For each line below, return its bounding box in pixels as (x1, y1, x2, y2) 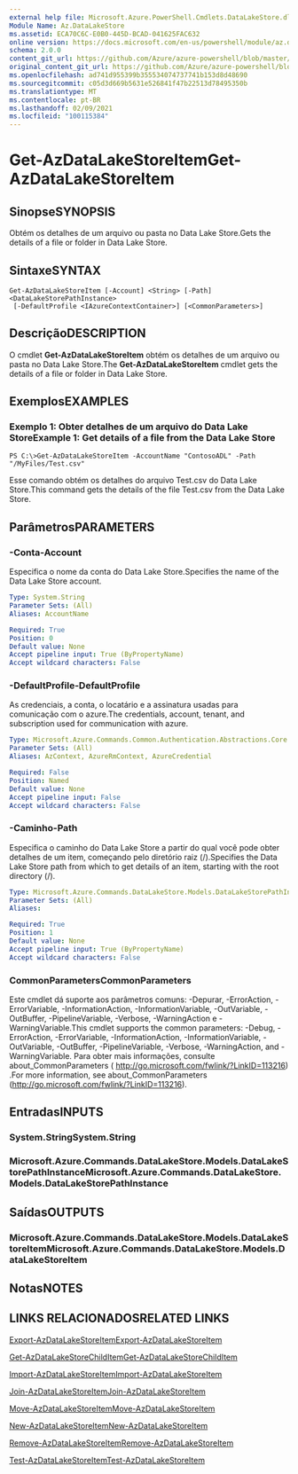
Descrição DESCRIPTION (9, 325, 146, 341)
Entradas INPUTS (9, 1105, 104, 1120)
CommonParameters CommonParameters (9, 974, 192, 986)
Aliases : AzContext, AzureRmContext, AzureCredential (9, 752, 213, 761)
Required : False (9, 768, 69, 777)
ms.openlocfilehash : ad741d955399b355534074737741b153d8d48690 (9, 71, 248, 80)
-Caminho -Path (9, 822, 78, 835)
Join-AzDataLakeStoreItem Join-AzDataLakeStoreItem (9, 1385, 207, 1397)
